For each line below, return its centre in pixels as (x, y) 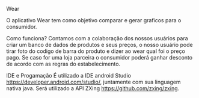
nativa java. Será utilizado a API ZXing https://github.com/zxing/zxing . (93, 88)
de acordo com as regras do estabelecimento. (63, 64)
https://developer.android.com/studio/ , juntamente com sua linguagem (94, 82)
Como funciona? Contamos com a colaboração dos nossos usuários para (97, 38)
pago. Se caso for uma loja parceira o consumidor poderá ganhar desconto (99, 57)
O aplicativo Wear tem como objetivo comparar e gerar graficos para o (94, 20)
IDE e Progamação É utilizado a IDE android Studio (69, 75)
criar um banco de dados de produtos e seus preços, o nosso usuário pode (100, 45)
